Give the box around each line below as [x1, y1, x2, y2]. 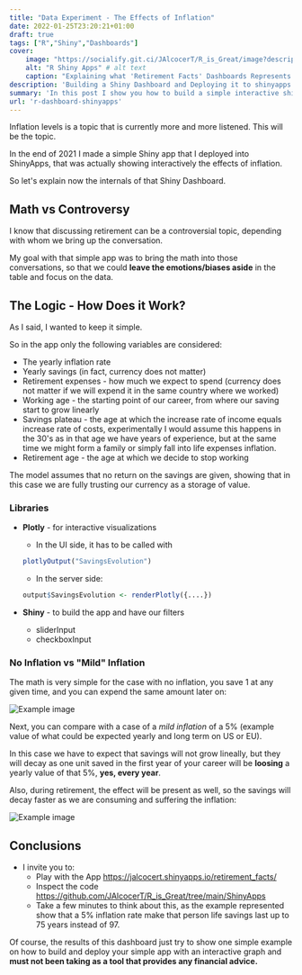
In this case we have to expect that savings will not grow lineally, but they [9, 748, 281, 759]
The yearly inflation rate [22, 357, 111, 367]
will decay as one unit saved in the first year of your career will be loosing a [9, 758, 290, 769]
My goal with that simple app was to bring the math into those [9, 253, 238, 264]
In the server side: [35, 573, 103, 584]
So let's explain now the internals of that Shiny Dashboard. [9, 176, 226, 186]
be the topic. [9, 131, 57, 142]
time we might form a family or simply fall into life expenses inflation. [22, 443, 277, 453]
